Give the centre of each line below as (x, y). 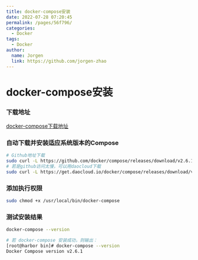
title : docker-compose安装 (38, 12)
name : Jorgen (27, 56)
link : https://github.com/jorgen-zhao (59, 61)
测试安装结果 (24, 217)
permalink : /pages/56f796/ (39, 22)
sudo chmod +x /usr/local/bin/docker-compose (63, 201)
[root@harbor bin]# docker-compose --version (63, 246)
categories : (21, 28)
